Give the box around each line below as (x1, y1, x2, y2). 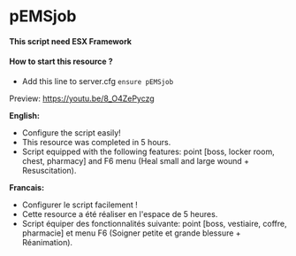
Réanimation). (21, 237, 73, 247)
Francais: (9, 182, 45, 192)
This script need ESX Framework (9, 35, 133, 46)
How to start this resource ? (9, 56, 113, 67)
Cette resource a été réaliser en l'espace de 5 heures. (21, 208, 218, 219)
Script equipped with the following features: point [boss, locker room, (21, 146, 276, 157)
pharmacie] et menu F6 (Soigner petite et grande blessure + (21, 228, 241, 238)
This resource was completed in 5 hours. (21, 136, 171, 147)
